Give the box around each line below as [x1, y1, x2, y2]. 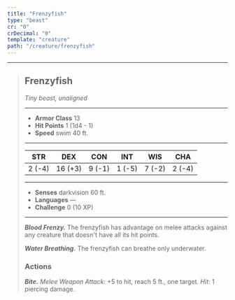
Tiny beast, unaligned [24, 94, 87, 102]
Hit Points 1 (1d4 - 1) [34, 121, 94, 129]
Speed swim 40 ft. [34, 129, 89, 137]
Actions [24, 262, 52, 271]
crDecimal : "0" [7, 29, 52, 37]
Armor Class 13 [34, 113, 80, 122]
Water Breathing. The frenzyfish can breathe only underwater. [24, 244, 206, 252]
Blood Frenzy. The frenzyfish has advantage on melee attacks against [24, 223, 227, 231]
